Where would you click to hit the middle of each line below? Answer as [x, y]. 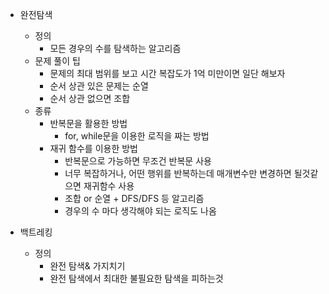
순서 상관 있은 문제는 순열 [99, 86]
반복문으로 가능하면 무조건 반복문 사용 [138, 161]
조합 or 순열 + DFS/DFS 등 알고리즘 [134, 198]
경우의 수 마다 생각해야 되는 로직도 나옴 [140, 211]
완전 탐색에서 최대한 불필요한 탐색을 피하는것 [136, 278]
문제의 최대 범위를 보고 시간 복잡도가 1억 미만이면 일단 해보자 [167, 73]
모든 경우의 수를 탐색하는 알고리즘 [115, 48]
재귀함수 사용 [109, 186]
